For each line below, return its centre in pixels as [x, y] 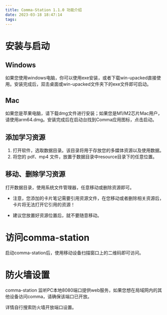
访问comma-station [47, 238]
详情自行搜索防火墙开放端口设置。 [41, 307]
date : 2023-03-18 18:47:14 [34, 15]
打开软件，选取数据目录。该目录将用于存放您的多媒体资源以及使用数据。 [88, 150]
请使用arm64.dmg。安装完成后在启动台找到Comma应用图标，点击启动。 [81, 120]
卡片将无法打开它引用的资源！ [44, 204]
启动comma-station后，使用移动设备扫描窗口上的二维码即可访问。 [74, 253]
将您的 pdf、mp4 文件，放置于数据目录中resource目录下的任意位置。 [85, 157]
